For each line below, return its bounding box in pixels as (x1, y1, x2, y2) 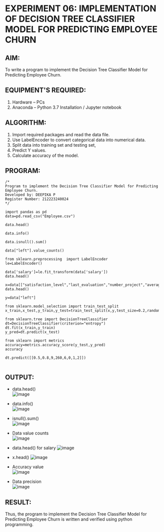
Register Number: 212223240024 (5, 197, 69, 202)
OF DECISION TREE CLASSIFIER (5, 13, 135, 25)
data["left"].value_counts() (5, 248, 64, 253)
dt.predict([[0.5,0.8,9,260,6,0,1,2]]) (5, 355, 86, 360)
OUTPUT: (5, 373, 34, 381)
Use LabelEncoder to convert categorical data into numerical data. (12, 137, 146, 143)
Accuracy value (12, 464, 44, 470)
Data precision (12, 479, 41, 484)
